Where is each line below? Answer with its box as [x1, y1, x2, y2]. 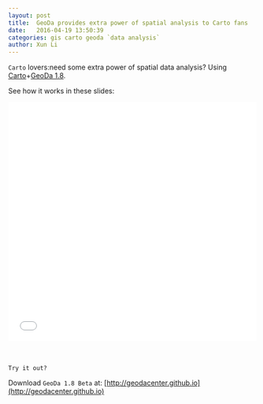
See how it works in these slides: [8, 86, 115, 95]
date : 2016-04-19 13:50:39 [8, 26, 104, 34]
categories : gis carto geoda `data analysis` [8, 33, 160, 42]
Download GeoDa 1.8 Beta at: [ [8, 378, 107, 387]
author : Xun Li [8, 41, 58, 49]
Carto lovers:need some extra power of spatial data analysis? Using [8, 62, 227, 72]
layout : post [8, 11, 51, 20]
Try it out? [8, 365, 47, 372]
